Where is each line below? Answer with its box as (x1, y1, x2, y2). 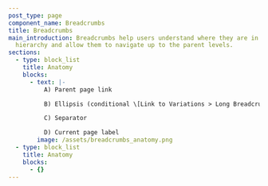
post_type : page (8, 11, 62, 20)
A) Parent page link (43, 85, 112, 94)
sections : (8, 48, 41, 56)
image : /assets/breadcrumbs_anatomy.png (37, 136, 173, 144)
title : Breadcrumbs (8, 26, 73, 34)
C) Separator (43, 114, 88, 122)
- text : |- (29, 78, 66, 86)
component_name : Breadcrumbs (8, 19, 105, 27)
